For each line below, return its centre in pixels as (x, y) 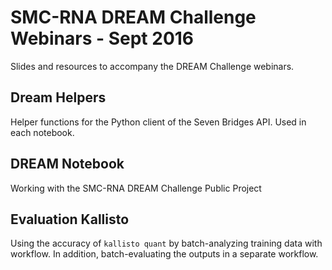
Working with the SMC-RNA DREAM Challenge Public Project (136, 188)
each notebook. (42, 132)
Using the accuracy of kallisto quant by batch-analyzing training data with (166, 243)
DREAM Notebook (67, 164)
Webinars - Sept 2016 (102, 38)
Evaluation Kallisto (70, 219)
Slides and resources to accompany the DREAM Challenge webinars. (152, 66)
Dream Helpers (58, 97)
